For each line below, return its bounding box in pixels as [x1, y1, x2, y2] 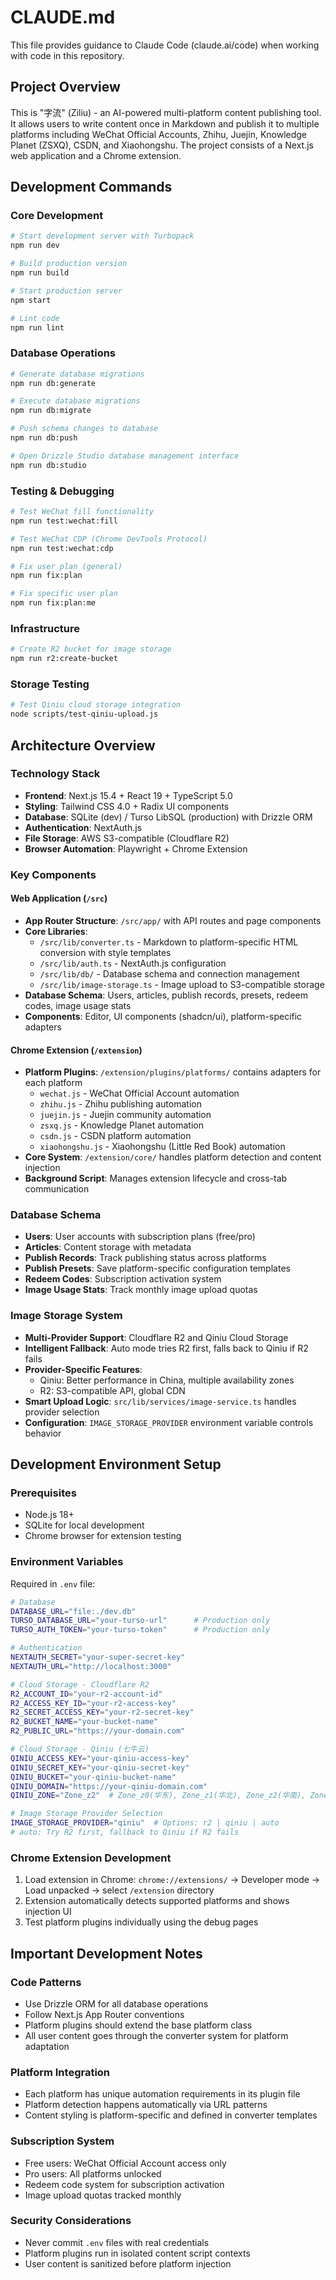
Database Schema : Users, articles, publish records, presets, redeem [24, 989, 308, 1001]
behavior [24, 1427, 62, 1439]
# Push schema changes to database [10, 424, 159, 434]
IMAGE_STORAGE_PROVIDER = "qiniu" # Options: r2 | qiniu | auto [10, 1818, 280, 1828]
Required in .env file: [10, 1577, 96, 1590]
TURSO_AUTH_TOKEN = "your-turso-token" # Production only [10, 1625, 271, 1635]
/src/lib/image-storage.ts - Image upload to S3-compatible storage [39, 978, 325, 990]
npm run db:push [10, 433, 78, 443]
